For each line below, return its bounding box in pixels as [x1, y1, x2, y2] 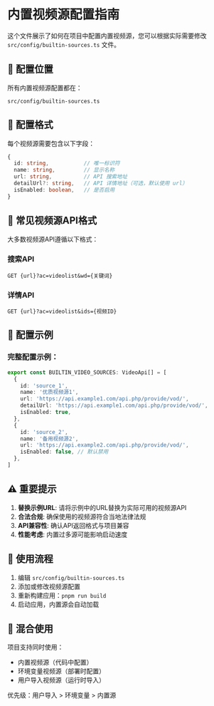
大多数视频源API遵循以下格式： [7, 234, 99, 243]
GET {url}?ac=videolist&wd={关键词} [7, 272, 113, 279]
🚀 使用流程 [7, 553, 53, 565]
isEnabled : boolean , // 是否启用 [14, 186, 115, 193]
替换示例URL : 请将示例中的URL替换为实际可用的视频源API [17, 503, 187, 512]
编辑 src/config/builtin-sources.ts [17, 573, 125, 581]
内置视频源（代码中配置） [17, 658, 93, 667]
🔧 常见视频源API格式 [7, 214, 97, 227]
